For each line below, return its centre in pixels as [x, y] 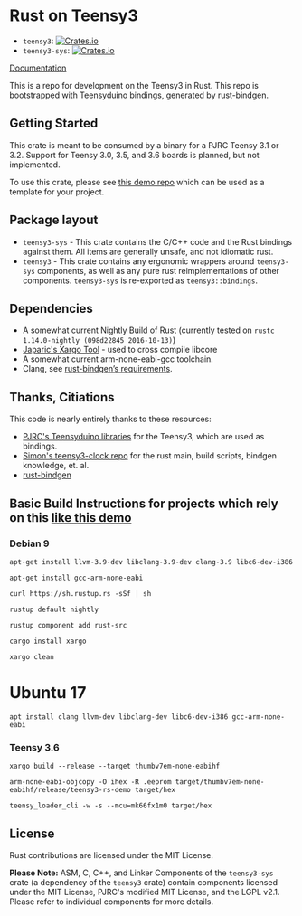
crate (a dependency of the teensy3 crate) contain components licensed [144, 882]
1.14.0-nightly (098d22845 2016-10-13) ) [99, 340]
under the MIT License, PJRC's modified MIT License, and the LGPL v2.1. [145, 892]
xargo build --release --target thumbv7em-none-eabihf [115, 766]
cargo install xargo [48, 641]
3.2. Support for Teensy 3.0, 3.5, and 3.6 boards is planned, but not [134, 155]
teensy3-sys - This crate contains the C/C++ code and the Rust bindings [157, 241]
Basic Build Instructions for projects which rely [144, 503]
